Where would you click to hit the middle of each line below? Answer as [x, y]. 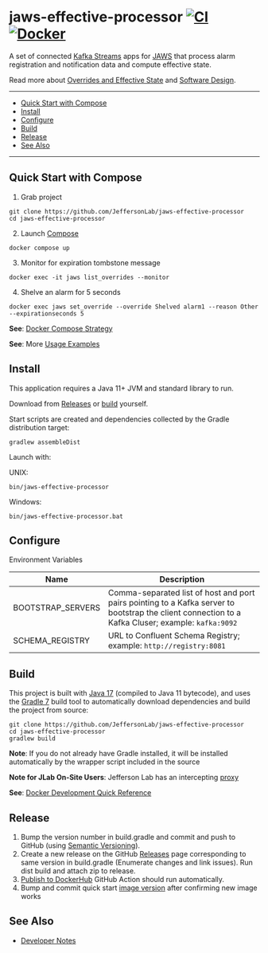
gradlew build [33, 739]
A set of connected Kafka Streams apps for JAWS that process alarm [122, 56]
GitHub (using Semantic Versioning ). [80, 845]
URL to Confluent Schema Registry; [174, 636]
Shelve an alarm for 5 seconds [71, 292]
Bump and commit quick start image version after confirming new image [139, 888]
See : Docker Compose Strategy [61, 328]
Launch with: [30, 457]
